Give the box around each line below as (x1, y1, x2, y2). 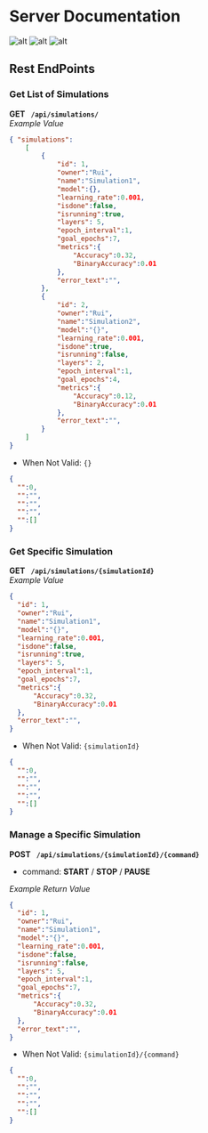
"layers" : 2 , (56, 359, 105, 368)
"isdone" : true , (56, 342, 114, 351)
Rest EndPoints (9, 61, 95, 77)
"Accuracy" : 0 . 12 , (72, 392, 138, 401)
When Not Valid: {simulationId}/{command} (21, 1048, 180, 1060)
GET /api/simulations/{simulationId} (9, 565, 155, 576)
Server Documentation (9, 6, 180, 27)
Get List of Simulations (9, 88, 109, 101)
